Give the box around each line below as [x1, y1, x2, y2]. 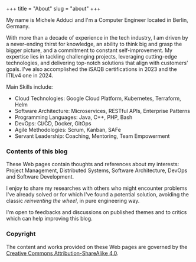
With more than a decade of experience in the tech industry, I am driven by [6, 34, 188, 41]
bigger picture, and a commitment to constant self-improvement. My [6, 47, 173, 54]
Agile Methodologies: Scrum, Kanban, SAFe [14, 127, 121, 133]
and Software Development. [6, 173, 74, 180]
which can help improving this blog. [6, 215, 93, 222]
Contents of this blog [6, 147, 68, 156]
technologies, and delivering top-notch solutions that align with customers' [6, 59, 189, 66]
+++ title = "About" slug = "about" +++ [6, 5, 101, 12]
